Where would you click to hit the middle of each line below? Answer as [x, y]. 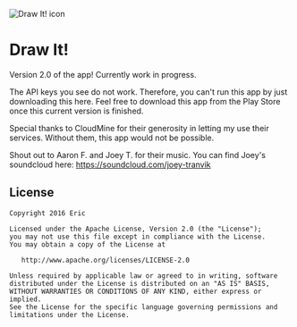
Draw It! [39, 50]
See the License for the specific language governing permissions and [144, 307]
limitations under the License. [69, 314]
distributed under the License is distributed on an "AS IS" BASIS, [140, 283]
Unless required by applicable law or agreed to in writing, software [144, 276]
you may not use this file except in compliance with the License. [138, 237]
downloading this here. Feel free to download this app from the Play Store [145, 101]
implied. [25, 299]
